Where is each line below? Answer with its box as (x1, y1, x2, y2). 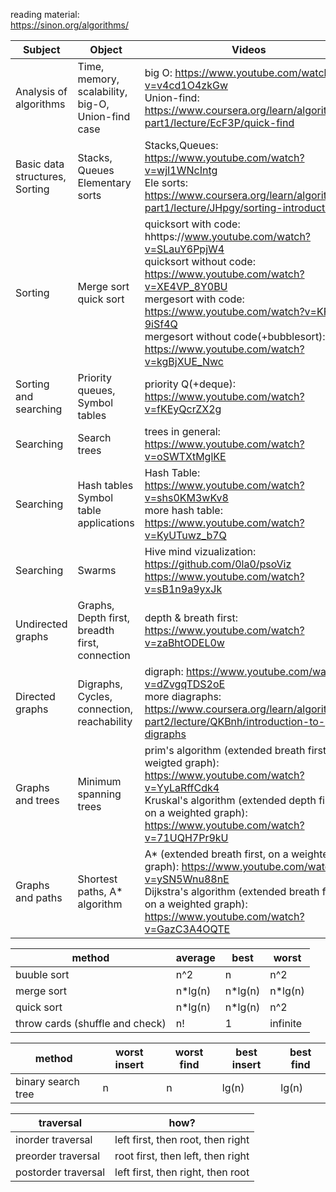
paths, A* (77, 885, 123, 898)
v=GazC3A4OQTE (144, 922, 231, 936)
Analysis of (15, 85, 68, 98)
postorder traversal (15, 1165, 106, 1179)
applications (77, 516, 135, 529)
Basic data (15, 157, 65, 171)
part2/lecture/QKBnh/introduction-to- (144, 715, 326, 728)
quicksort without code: (144, 255, 256, 268)
